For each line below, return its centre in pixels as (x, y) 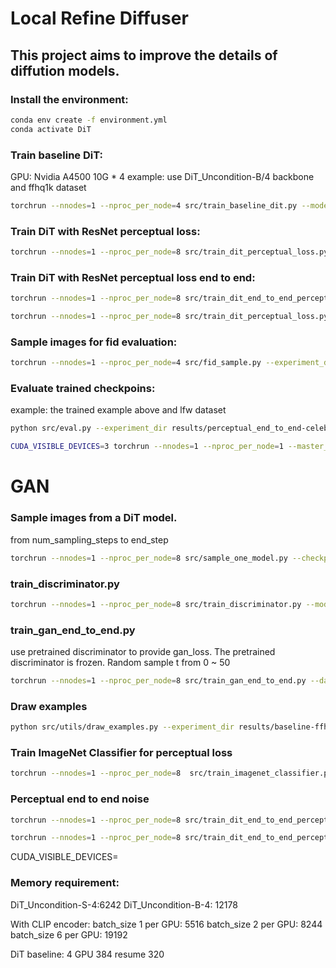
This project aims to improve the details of (144, 55)
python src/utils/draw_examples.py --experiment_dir (122, 727)
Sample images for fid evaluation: (94, 342)
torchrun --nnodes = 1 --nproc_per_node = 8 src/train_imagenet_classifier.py (171, 773)
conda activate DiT (51, 129)
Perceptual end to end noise (80, 799)
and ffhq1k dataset (48, 187)
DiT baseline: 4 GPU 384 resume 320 (87, 954)
